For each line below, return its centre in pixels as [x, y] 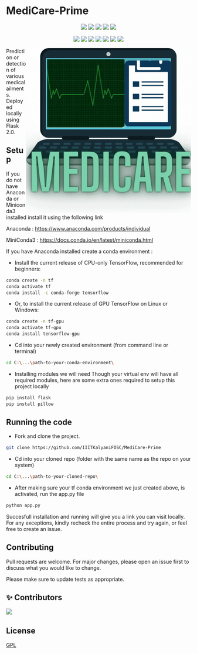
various [15, 76]
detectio [16, 63]
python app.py [23, 506]
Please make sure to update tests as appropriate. [65, 579]
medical [16, 82]
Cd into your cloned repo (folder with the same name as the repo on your [103, 459]
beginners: [28, 269]
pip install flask [28, 398]
